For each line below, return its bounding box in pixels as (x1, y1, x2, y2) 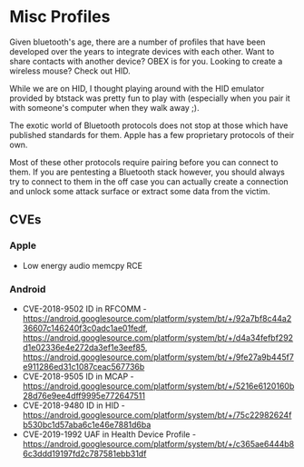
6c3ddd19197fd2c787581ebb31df (22, 448, 147, 459)
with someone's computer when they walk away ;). (9, 102, 200, 113)
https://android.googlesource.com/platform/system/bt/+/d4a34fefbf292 (22, 332, 293, 343)
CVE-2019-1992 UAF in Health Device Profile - (22, 429, 197, 440)
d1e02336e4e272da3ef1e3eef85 (22, 342, 145, 353)
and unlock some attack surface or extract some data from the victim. (9, 185, 270, 196)
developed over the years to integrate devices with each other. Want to (9, 45, 275, 56)
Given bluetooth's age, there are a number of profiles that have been (9, 36, 266, 47)
